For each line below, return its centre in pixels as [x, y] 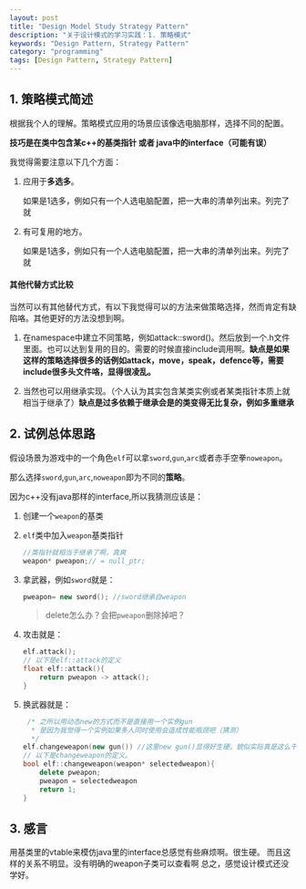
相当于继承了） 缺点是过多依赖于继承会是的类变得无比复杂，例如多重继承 [158, 403]
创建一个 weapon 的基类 [63, 515]
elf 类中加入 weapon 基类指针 [73, 535]
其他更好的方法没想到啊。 [81, 318]
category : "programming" [56, 52]
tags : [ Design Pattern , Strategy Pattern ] [91, 60]
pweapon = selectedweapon [89, 780]
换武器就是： [46, 704]
